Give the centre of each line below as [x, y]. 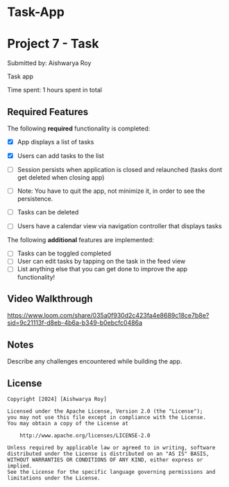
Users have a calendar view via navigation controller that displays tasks [119, 226]
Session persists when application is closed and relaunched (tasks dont [120, 170]
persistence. [35, 199]
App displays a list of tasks [56, 142]
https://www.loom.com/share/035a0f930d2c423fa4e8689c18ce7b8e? [108, 316]
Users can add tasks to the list [60, 156]
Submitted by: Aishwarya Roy [49, 63]
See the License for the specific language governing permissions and [111, 472]
